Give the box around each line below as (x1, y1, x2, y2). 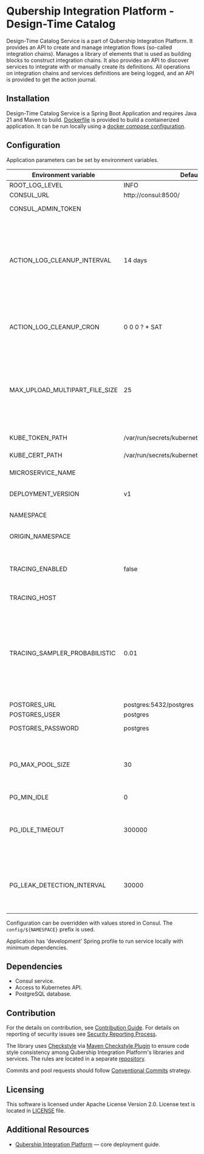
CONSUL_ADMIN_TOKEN (9, 204, 81, 213)
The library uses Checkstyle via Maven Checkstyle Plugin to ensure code (6, 1042, 189, 1050)
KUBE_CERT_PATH (9, 451, 63, 459)
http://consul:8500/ (123, 191, 180, 199)
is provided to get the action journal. (6, 76, 97, 83)
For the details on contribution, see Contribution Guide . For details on (6, 1024, 180, 1031)
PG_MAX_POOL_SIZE (9, 760, 70, 769)
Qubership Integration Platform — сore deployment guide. (15, 1141, 160, 1148)
